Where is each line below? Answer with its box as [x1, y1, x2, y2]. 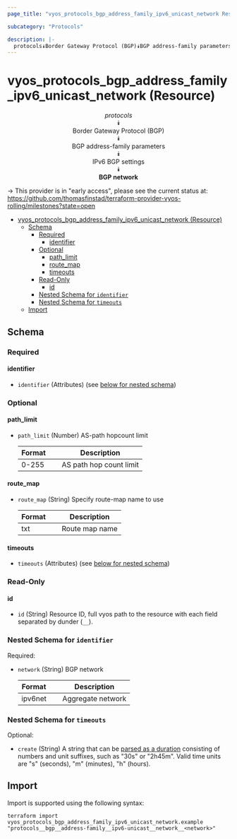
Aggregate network [62, 694, 127, 703]
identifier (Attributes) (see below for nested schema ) [17, 380, 176, 388]
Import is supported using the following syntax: [7, 799, 145, 807]
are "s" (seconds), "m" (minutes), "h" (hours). [17, 759, 151, 768]
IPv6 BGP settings [92, 157, 145, 166]
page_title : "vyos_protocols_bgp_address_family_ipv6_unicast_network [7, 10, 219, 18]
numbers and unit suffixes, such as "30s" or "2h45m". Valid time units [17, 751, 221, 760]
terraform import [7, 812, 59, 819]
